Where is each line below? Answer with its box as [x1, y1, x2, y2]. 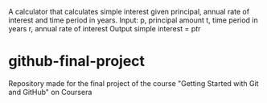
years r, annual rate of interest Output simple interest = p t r [8, 24, 201, 33]
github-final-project [8, 52, 146, 71]
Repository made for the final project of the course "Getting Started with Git [8, 78, 259, 88]
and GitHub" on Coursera [8, 87, 92, 97]
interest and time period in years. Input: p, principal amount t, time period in [8, 15, 259, 25]
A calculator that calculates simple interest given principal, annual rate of [8, 7, 250, 16]
